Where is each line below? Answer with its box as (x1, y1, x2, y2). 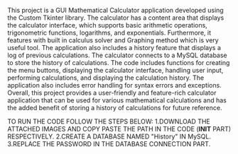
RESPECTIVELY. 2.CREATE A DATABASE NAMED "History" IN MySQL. (7, 132, 212, 141)
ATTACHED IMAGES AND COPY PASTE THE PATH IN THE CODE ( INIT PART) (7, 125, 232, 133)
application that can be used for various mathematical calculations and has (7, 96, 227, 105)
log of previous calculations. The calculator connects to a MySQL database (7, 51, 227, 59)
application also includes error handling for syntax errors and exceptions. (7, 81, 222, 89)
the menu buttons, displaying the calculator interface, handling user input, (7, 66, 224, 74)
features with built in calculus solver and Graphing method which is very (7, 36, 219, 45)
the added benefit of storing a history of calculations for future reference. (7, 104, 222, 112)
